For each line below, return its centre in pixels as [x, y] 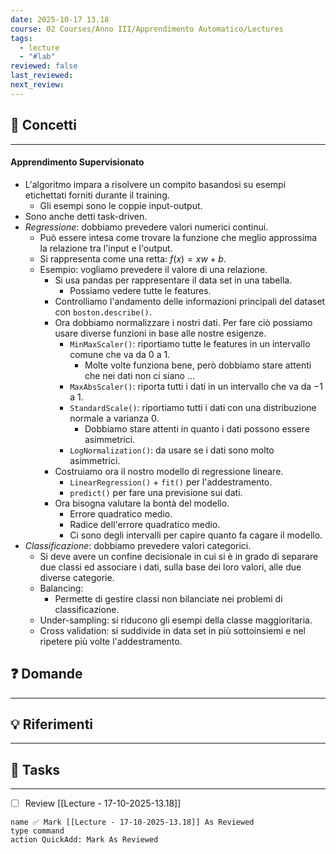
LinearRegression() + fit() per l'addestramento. [171, 482]
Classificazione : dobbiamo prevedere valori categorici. [138, 545]
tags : [21, 38]
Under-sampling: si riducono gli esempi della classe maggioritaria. [176, 620]
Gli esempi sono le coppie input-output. [121, 205]
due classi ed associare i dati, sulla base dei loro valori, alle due [170, 567]
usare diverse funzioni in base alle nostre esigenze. [160, 333]
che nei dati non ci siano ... [140, 375]
